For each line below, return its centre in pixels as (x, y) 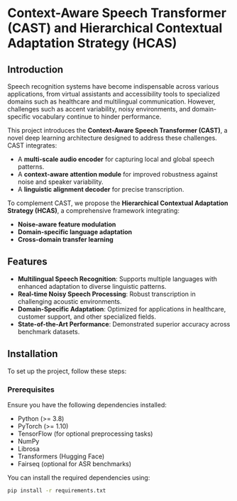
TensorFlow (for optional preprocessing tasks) (85, 434)
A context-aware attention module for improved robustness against (117, 174)
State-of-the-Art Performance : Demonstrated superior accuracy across (124, 324)
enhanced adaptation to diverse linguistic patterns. (92, 286)
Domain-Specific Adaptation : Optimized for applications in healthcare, (122, 309)
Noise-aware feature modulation (67, 224)
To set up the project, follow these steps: (67, 371)
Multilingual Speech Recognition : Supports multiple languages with (117, 279)
